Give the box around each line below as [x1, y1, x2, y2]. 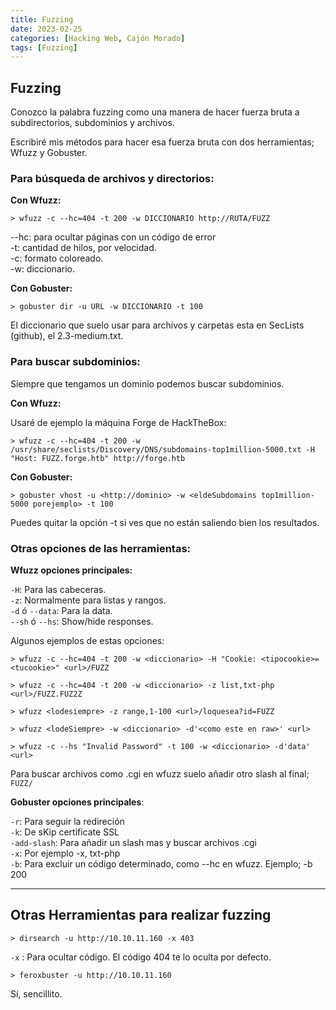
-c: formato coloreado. [10, 252, 104, 265]
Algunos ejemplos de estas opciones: [10, 634, 165, 646]
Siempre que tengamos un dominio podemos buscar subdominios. [10, 377, 285, 390]
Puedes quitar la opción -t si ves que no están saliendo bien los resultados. [10, 516, 320, 528]
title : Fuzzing [10, 14, 74, 25]
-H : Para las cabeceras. [10, 583, 107, 595]
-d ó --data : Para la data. [10, 604, 113, 616]
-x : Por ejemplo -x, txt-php [10, 847, 121, 859]
